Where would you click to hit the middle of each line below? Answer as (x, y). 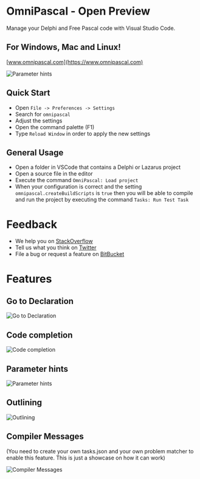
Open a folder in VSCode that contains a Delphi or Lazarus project (98, 167)
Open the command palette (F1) (55, 127)
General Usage (35, 153)
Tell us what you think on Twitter (56, 247)
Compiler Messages (45, 437)
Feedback (32, 224)
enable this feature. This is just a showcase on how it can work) (86, 458)
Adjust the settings (39, 121)
